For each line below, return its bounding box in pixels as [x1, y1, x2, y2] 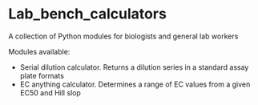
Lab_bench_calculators [8, 5, 167, 23]
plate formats [19, 71, 64, 80]
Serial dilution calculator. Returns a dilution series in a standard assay [19, 62, 249, 72]
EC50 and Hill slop [19, 87, 82, 97]
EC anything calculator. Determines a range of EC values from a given [19, 79, 251, 89]
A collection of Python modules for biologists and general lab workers [8, 31, 239, 41]
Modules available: [8, 46, 71, 56]
